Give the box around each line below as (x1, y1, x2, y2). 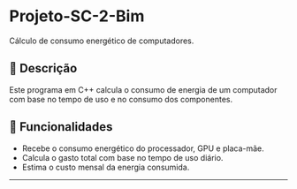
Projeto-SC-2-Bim (9, 6, 145, 26)
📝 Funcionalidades (9, 119, 113, 134)
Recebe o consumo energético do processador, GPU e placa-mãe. (21, 143, 265, 154)
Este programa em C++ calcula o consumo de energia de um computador (9, 84, 278, 94)
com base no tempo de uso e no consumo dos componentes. (9, 94, 232, 104)
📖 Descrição (9, 61, 78, 76)
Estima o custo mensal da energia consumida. (21, 162, 190, 172)
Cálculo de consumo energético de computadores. (9, 35, 194, 46)
